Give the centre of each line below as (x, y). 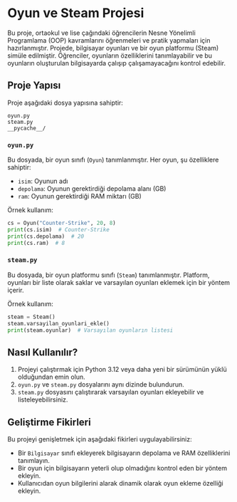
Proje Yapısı (34, 86)
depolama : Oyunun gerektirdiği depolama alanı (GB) (92, 189)
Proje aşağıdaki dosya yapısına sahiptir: (65, 103)
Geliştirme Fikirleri (49, 422)
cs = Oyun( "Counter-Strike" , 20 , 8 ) (62, 223)
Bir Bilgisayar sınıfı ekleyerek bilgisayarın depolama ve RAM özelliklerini (124, 453)
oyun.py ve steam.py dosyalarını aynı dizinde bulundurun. (101, 385)
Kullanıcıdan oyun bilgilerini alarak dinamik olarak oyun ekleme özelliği (121, 483)
